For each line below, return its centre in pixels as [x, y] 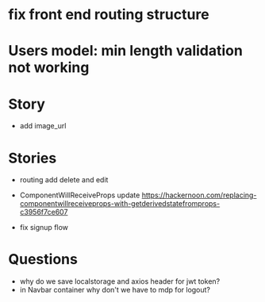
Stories [33, 158]
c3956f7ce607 [44, 212]
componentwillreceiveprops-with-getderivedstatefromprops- [120, 204]
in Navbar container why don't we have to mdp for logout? [115, 290]
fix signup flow [44, 227]
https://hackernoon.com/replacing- [199, 195]
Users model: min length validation [126, 51]
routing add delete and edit [64, 180]
